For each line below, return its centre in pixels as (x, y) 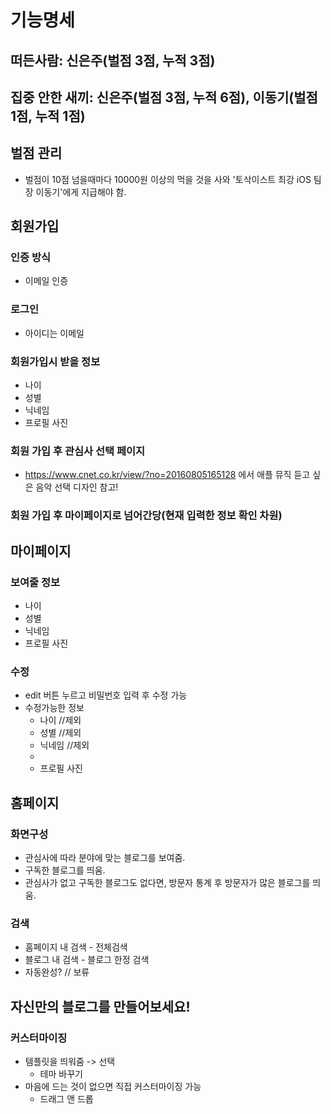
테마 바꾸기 (61, 1073)
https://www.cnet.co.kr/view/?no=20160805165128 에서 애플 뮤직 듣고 (167, 475)
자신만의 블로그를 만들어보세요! (100, 1006)
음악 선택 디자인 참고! (77, 487)
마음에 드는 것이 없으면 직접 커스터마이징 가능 (113, 1086)
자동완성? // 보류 (57, 972)
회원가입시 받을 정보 (55, 361)
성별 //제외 (60, 733)
